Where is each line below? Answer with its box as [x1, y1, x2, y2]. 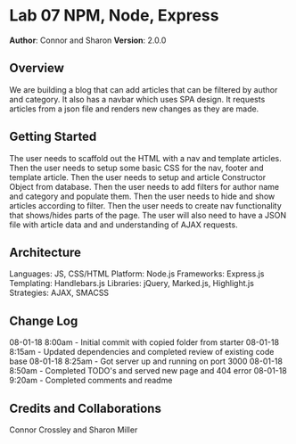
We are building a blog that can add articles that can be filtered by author [9, 84, 278, 95]
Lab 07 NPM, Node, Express [9, 5, 219, 26]
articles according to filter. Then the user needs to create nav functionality [9, 200, 283, 210]
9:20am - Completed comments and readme [9, 375, 173, 386]
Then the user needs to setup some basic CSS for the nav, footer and [9, 162, 264, 173]
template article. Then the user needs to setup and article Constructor [9, 171, 266, 183]
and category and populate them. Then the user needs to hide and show [9, 191, 275, 201]
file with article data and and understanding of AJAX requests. [9, 219, 238, 230]
